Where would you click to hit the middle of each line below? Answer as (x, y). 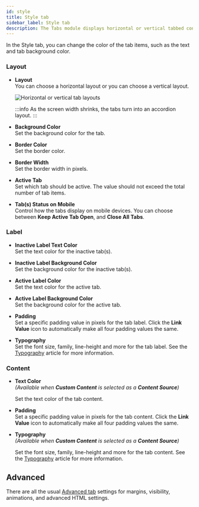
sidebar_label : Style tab (38, 23)
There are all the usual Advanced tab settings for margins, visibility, (88, 491)
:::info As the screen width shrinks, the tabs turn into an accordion (95, 109)
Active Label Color (38, 280)
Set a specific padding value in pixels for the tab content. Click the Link (102, 417)
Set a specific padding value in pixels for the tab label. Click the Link (98, 322)
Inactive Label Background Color (56, 263)
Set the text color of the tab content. (59, 399)
